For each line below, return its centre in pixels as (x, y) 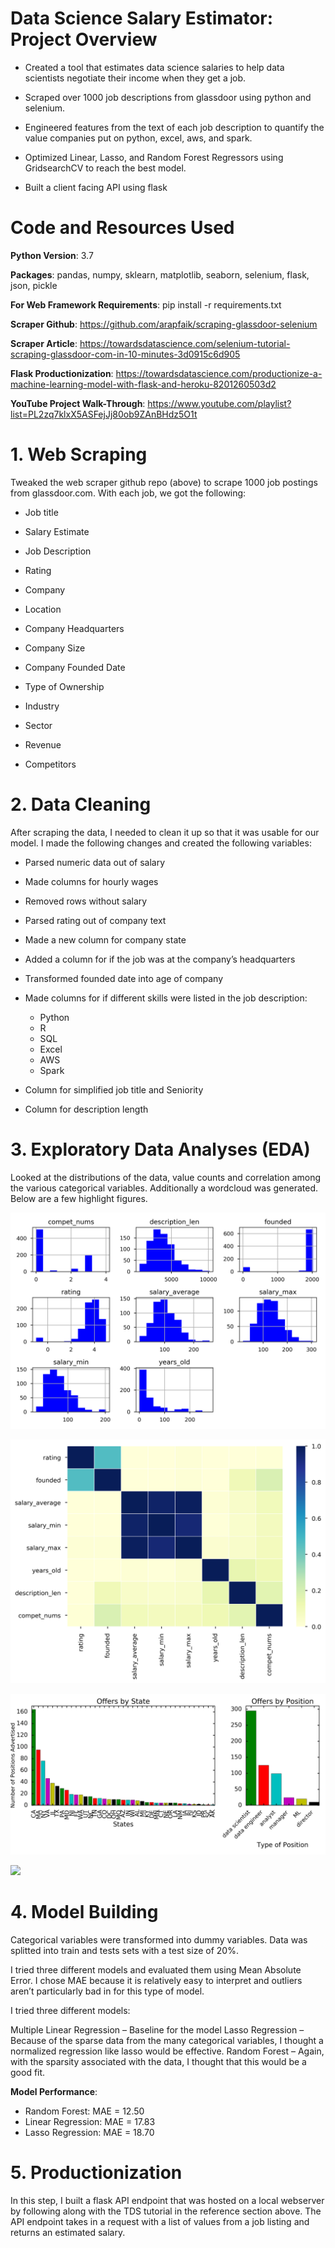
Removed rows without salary (86, 901)
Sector (38, 725)
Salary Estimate (57, 531)
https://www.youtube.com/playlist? (219, 403)
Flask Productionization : (62, 373)
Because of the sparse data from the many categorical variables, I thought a (167, 2040)
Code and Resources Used (122, 228)
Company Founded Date (75, 667)
